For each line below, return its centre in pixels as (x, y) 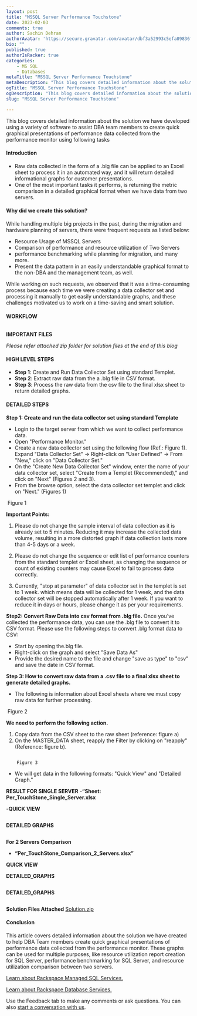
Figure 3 (27, 762)
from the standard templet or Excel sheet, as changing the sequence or (101, 562)
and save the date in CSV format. (55, 665)
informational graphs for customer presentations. (74, 178)
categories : (21, 61)
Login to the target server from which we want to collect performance (99, 429)
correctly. (26, 574)
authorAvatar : (23, 39)
